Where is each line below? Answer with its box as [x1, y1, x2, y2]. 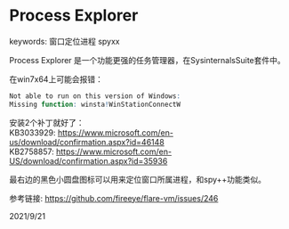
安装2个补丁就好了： [9, 117, 84, 127]
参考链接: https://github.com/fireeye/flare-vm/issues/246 [9, 192, 219, 203]
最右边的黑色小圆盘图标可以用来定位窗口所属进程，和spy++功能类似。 [9, 174, 267, 184]
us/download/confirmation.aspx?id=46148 [9, 136, 165, 147]
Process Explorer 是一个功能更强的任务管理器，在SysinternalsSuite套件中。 [9, 54, 286, 65]
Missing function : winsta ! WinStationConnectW [9, 100, 181, 109]
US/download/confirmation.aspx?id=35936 [9, 155, 168, 166]
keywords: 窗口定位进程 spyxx [9, 36, 120, 46]
